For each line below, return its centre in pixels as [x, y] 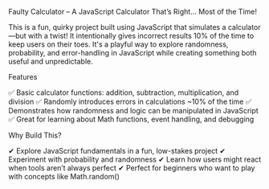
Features [23, 77]
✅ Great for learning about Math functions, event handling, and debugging [131, 119]
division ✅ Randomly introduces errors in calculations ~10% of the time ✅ [130, 101]
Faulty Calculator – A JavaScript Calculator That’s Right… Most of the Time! [132, 12]
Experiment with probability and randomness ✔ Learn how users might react [135, 159]
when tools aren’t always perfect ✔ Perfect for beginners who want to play [132, 168]
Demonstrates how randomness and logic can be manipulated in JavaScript [133, 111]
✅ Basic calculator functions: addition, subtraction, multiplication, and [124, 92]
